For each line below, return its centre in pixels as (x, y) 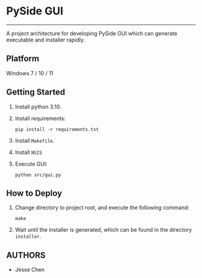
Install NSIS (29, 152)
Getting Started (36, 92)
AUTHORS (26, 255)
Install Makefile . (35, 140)
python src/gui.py (38, 175)
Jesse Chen (30, 270)
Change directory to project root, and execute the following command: (102, 208)
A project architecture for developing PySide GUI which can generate (92, 33)
